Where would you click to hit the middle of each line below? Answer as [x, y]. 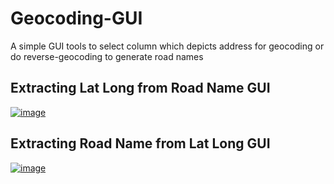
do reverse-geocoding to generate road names [107, 56]
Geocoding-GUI [76, 18]
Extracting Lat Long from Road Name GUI [140, 88]
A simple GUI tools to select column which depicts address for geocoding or [167, 46]
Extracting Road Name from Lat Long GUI [140, 143]
